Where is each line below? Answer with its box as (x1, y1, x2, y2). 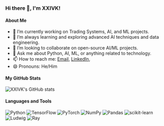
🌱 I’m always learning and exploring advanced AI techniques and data (12, 34, 159, 40)
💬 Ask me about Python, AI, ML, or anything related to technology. (12, 51, 152, 57)
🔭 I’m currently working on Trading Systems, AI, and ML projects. (12, 29, 149, 35)
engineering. (12, 39, 40, 45)
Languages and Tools (5, 98, 52, 104)
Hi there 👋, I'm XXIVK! (5, 5, 61, 12)
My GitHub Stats (5, 75, 41, 81)
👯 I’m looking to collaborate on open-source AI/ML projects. (12, 45, 139, 51)
